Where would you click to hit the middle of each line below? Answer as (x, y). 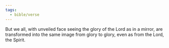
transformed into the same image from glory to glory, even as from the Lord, (85, 34)
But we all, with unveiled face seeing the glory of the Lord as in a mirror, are (84, 29)
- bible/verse (25, 15)
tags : (11, 10)
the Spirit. (15, 40)
